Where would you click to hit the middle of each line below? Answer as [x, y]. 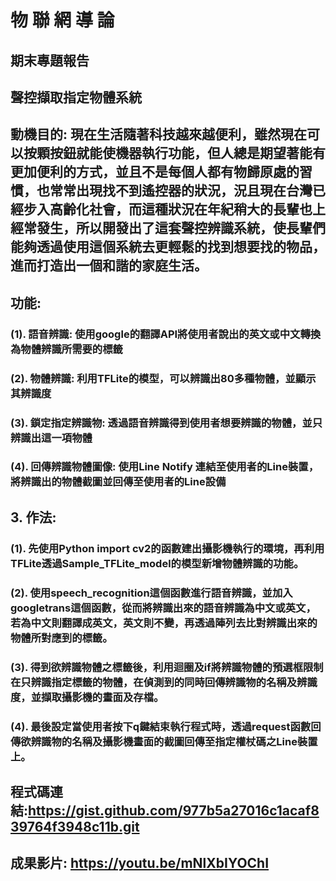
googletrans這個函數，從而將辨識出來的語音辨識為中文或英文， [163, 608]
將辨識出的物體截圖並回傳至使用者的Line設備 [118, 482]
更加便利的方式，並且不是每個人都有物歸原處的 [155, 172]
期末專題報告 [50, 60]
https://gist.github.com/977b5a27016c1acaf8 [174, 810]
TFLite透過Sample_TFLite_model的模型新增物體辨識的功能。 [157, 563]
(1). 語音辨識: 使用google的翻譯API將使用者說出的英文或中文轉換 [166, 334]
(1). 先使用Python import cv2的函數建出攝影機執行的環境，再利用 [167, 548]
